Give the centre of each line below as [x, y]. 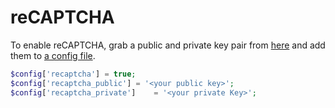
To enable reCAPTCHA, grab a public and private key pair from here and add [168, 45]
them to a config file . [53, 55]
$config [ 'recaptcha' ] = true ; [73, 74]
